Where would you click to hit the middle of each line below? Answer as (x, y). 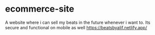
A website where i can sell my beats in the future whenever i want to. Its (78, 22)
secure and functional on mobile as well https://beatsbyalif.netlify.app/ (76, 27)
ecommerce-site (40, 9)
